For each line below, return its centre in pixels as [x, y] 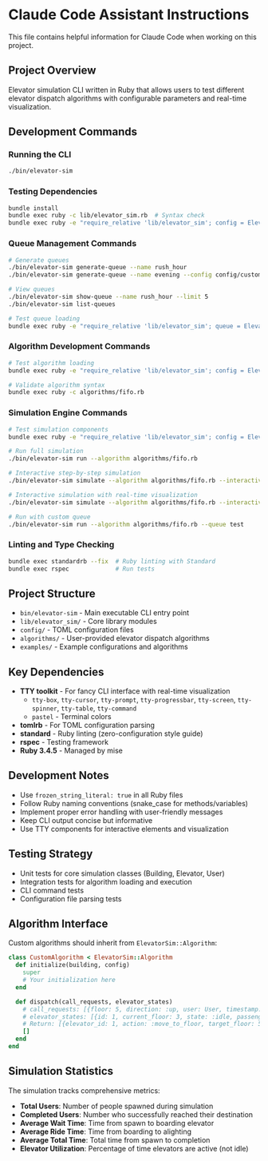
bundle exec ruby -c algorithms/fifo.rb [77, 392]
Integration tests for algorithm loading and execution [106, 881]
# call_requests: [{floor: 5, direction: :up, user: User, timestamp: [142, 1009]
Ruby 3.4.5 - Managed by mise [71, 751]
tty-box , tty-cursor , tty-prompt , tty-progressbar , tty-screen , [134, 700]
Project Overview [52, 71]
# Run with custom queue [49, 517]
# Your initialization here [69, 980]
